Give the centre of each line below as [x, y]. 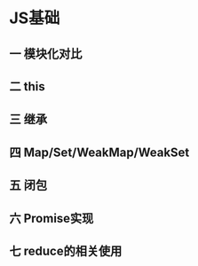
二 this [28, 86]
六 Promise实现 [51, 218]
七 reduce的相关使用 [66, 250]
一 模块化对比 [46, 54]
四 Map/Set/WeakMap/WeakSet [99, 152]
